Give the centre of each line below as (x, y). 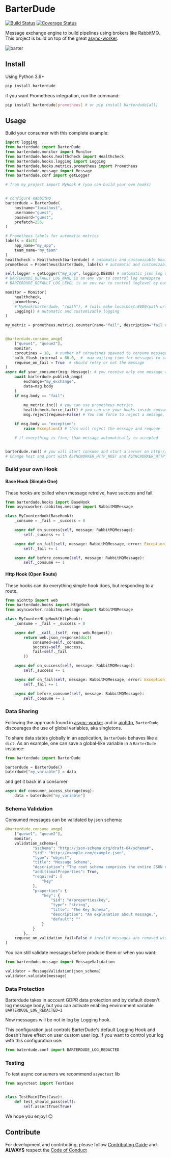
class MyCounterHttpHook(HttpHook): (44, 619)
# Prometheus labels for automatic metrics (52, 236)
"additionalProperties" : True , (66, 872)
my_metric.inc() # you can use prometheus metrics (78, 405)
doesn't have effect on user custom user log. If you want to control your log (84, 1035)
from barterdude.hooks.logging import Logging (55, 161)
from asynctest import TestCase (39, 1084)
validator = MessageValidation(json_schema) (53, 971)
